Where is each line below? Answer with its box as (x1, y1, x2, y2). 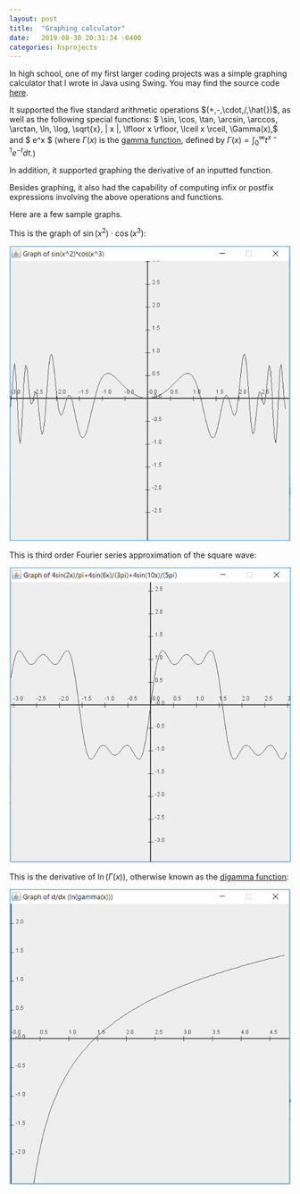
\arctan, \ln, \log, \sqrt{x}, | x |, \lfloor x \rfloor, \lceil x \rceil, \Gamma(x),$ (9, 123, 279, 134)
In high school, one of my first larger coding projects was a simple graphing (9, 68, 287, 80)
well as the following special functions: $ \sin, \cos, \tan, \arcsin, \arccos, (9, 114, 279, 125)
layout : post (9, 14, 58, 23)
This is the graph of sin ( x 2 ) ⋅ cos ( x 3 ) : (9, 226, 146, 239)
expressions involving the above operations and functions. (9, 192, 225, 203)
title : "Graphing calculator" (9, 23, 126, 33)
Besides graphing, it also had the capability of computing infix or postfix (9, 182, 274, 193)
